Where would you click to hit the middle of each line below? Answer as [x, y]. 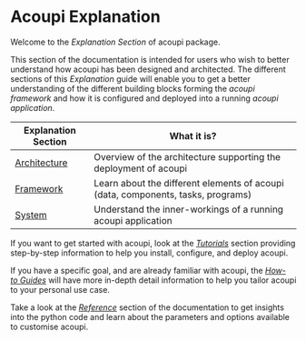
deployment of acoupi [141, 168]
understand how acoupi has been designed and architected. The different [148, 69]
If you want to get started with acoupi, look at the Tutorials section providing [153, 243]
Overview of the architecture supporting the [187, 156]
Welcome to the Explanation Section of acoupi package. [115, 42]
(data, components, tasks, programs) [173, 195]
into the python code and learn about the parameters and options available [150, 316]
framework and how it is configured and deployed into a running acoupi [145, 98]
